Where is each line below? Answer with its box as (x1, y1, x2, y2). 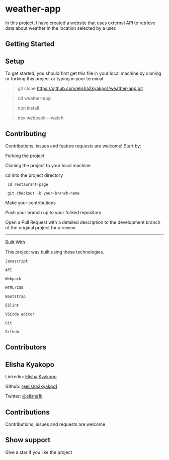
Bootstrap (5, 294, 26, 299)
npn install (17, 105, 39, 111)
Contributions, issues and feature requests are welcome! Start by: (5, 142, 142, 149)
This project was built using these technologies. (5, 248, 105, 255)
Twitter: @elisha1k (5, 393, 43, 399)
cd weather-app (17, 95, 51, 101)
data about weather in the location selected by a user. (5, 25, 117, 31)
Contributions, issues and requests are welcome (5, 421, 106, 427)
